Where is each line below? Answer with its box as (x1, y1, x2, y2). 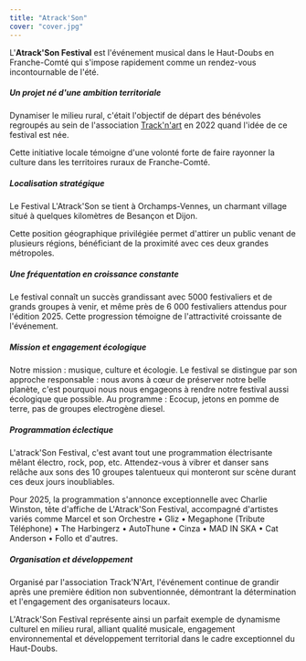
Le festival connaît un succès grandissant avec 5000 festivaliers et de (9, 291, 273, 302)
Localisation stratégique (9, 178, 105, 189)
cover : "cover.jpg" (9, 22, 84, 31)
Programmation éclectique (9, 424, 114, 435)
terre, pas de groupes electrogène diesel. (9, 404, 166, 414)
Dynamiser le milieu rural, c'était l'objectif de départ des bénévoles (9, 110, 262, 121)
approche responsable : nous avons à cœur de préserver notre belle (9, 374, 267, 385)
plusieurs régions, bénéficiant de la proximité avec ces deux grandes (9, 238, 269, 249)
